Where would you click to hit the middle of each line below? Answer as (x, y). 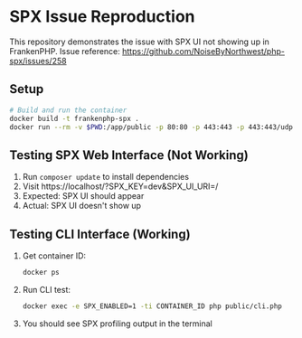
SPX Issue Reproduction (103, 17)
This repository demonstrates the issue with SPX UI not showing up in (139, 42)
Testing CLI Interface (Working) (100, 234)
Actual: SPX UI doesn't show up (82, 206)
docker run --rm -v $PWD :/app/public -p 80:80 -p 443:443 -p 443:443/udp (151, 127)
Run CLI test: (46, 289)
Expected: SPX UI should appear (83, 196)
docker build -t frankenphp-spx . (75, 118)
